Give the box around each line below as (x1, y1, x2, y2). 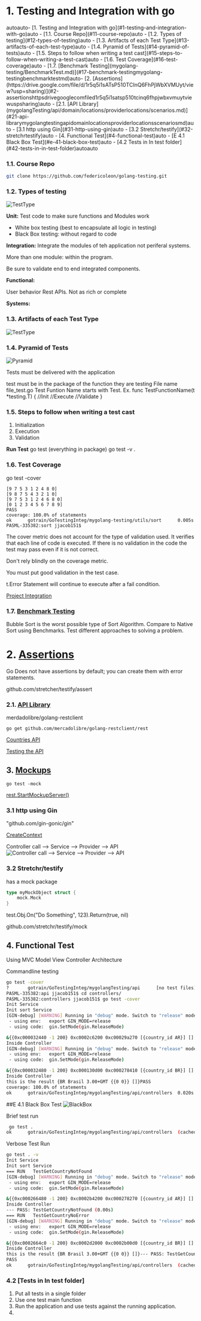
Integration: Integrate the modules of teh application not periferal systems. (6, 242, 191, 249)
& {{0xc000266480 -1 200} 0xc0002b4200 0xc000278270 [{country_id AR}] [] (6, 1196, 194, 1202)
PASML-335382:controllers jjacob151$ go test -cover (6, 996, 141, 1002)
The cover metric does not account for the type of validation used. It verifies (6, 533, 194, 540)
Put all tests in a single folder (14, 1290, 86, 1297)
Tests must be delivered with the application (6, 369, 115, 376)
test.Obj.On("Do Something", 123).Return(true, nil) (6, 911, 129, 919)
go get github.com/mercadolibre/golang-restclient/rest (6, 725, 148, 732)
